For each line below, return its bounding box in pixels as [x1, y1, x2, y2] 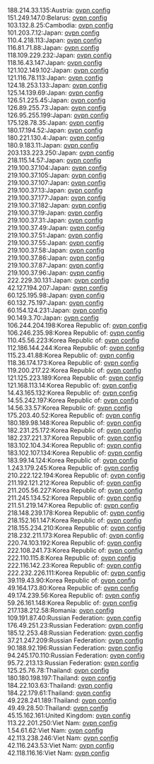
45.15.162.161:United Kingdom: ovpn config [7, 711, 131, 720]
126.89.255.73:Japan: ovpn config [7, 104, 107, 112]
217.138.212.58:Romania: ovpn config [7, 607, 114, 614]
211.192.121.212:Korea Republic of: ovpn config [7, 479, 141, 487]
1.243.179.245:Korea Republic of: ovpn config [7, 464, 139, 472]
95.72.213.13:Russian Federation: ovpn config [7, 659, 139, 667]
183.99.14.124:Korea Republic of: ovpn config [7, 456, 138, 465]
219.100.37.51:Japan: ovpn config [7, 231, 103, 239]
